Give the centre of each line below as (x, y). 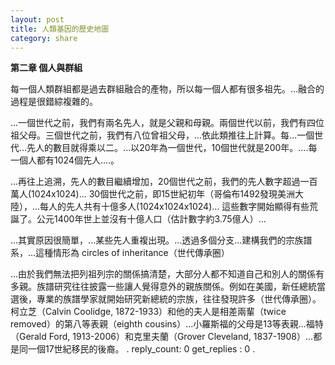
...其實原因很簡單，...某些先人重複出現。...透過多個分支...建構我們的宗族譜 (161, 240)
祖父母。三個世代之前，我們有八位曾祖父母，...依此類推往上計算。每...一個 (162, 135)
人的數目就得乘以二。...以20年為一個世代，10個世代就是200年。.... (172, 148)
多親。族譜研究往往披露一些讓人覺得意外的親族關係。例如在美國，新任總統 (163, 287)
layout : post (37, 19)
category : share (44, 38)
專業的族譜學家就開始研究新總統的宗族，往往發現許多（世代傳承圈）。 (179, 299)
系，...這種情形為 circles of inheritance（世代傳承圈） (120, 253)
